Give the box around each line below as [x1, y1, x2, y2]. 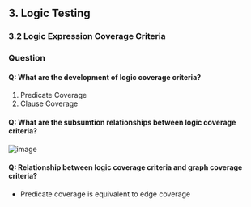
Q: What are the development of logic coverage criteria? [8, 72, 202, 82]
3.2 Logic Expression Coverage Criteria [8, 31, 166, 42]
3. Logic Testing [8, 6, 91, 20]
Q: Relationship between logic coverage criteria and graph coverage [8, 163, 243, 172]
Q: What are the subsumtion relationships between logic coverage [8, 117, 236, 128]
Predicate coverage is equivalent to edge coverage [19, 189, 191, 199]
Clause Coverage [19, 99, 79, 108]
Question [8, 53, 46, 64]
